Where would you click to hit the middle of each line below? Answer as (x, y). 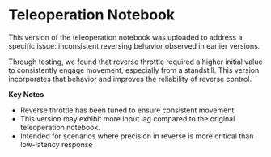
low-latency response (56, 144)
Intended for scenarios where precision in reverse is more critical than (137, 136)
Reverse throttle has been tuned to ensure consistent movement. (128, 110)
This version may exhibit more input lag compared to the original (127, 118)
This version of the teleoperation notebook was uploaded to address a (125, 37)
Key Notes (26, 94)
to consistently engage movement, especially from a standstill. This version (134, 70)
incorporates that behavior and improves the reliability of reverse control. (130, 78)
